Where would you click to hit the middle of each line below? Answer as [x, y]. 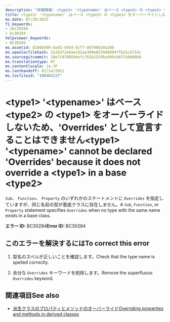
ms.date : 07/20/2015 [27, 19]
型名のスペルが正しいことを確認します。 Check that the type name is [84, 256]
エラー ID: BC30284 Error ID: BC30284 [46, 226]
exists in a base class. [28, 215]
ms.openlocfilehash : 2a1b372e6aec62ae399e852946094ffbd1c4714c [73, 52]
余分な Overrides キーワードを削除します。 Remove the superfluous [82, 272]
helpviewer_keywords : [28, 38]
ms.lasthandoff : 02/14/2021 [35, 71]
